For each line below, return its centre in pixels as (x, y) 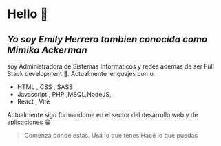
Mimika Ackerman (47, 50)
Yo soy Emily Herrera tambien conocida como (107, 39)
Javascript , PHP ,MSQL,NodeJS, (64, 94)
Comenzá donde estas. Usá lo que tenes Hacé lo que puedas (111, 135)
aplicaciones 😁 (29, 122)
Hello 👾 (28, 14)
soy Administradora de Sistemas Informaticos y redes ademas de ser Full (111, 66)
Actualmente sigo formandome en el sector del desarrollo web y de (103, 115)
